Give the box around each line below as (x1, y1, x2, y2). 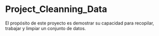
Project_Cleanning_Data (5, 3, 107, 15)
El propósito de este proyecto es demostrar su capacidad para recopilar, (5, 20, 154, 26)
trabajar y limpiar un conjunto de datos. (5, 25, 86, 31)
